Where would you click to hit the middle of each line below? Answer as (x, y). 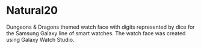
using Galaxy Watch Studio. (40, 39)
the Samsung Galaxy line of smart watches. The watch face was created (96, 33)
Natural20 (32, 10)
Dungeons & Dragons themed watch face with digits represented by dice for (100, 27)
